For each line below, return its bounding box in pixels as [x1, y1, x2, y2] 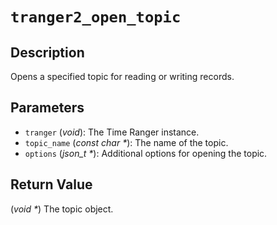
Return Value [10, 176, 93, 193]
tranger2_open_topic [10, 8, 182, 27]
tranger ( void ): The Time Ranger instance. [24, 126, 200, 138]
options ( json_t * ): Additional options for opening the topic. [24, 147, 268, 159]
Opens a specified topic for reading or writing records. [10, 71, 235, 82]
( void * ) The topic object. [10, 203, 114, 215]
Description [10, 44, 85, 61]
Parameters [10, 99, 85, 117]
